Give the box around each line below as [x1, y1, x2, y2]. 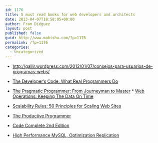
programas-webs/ [12, 68, 50, 74]
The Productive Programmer [12, 112, 71, 118]
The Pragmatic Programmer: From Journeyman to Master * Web [12, 88, 145, 94]
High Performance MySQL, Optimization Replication [12, 132, 119, 138]
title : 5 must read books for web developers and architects [5, 12, 135, 17]
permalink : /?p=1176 [5, 40, 48, 45]
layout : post [5, 26, 32, 31]
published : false [5, 31, 41, 36]
